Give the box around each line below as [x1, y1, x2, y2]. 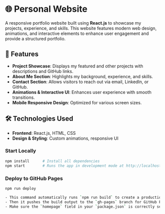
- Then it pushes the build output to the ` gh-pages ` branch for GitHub [5, 199, 157, 205]
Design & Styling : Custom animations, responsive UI [12, 135, 119, 141]
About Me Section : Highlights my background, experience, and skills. [12, 73, 153, 79]
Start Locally [5, 148, 36, 154]
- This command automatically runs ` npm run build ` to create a [5, 195, 139, 200]
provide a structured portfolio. [5, 35, 66, 41]
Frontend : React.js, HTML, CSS [12, 130, 76, 136]
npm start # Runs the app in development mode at [5, 163, 124, 168]
